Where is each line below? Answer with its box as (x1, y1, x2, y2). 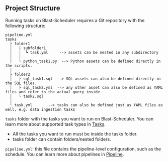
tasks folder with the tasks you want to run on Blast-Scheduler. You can (5, 115, 154, 122)
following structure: (5, 23, 46, 29)
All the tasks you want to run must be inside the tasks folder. (12, 130, 138, 137)
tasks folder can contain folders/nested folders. (12, 136, 112, 142)
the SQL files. (5, 80, 37, 86)
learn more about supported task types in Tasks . (5, 121, 106, 127)
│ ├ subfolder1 (10, 45, 46, 51)
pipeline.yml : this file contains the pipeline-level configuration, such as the (5, 145, 161, 152)
